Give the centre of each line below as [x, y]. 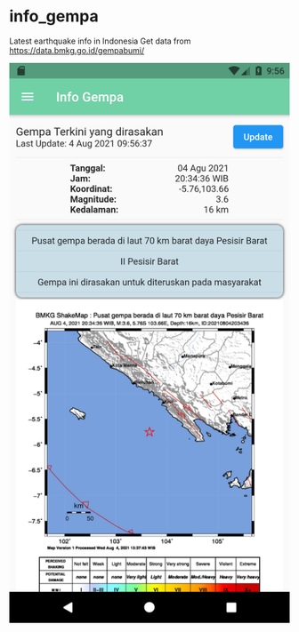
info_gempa [54, 16]
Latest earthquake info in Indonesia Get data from [100, 41]
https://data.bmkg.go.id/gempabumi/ [77, 50]
